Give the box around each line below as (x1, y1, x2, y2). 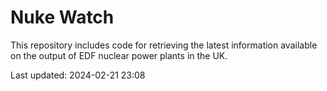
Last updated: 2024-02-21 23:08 (10, 69, 146, 81)
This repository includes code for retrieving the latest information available (10, 39, 318, 51)
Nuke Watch (10, 6, 115, 29)
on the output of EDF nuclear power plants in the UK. (10, 49, 228, 61)
